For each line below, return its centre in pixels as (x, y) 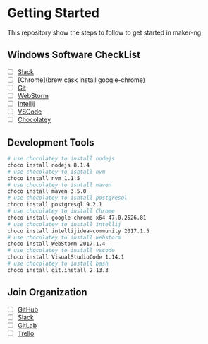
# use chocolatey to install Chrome (61, 211)
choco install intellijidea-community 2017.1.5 (79, 231)
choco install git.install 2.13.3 (58, 270)
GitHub (28, 309)
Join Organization (47, 292)
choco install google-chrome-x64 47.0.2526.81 (77, 218)
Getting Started (54, 13)
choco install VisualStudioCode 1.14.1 (66, 257)
